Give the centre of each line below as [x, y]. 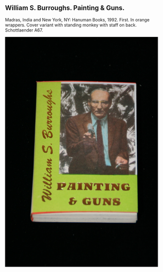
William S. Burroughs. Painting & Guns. [65, 8]
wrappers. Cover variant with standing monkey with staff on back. [71, 25]
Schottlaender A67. [24, 30]
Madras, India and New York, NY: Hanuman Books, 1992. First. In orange [77, 19]
